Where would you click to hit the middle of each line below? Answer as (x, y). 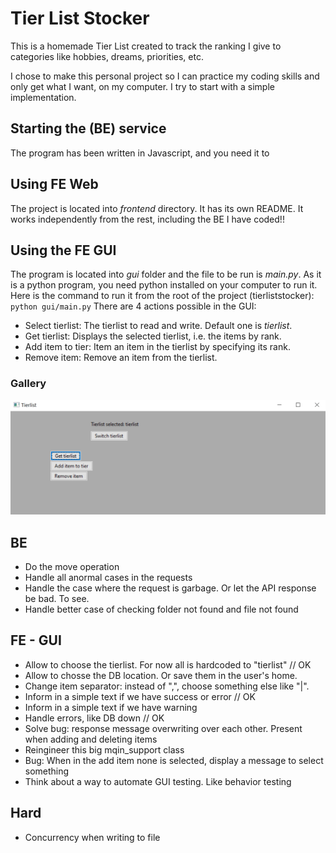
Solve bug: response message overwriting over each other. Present (163, 728)
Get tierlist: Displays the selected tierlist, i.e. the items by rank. (153, 336)
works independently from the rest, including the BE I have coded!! (147, 219)
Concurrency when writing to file (92, 837)
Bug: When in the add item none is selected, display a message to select (174, 760)
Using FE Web (54, 184)
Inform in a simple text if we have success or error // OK (140, 696)
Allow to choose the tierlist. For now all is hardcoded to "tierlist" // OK (168, 664)
